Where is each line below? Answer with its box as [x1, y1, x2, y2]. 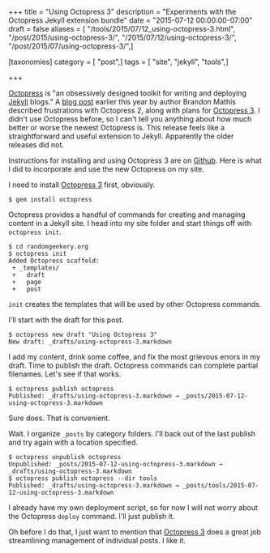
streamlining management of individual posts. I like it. [8, 536, 186, 545]
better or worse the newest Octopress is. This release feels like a [8, 123, 225, 132]
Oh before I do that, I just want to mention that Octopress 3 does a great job [8, 527, 262, 537]
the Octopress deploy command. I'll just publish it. [8, 512, 175, 521]
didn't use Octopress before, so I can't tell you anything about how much [8, 114, 252, 124]
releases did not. [8, 140, 65, 149]
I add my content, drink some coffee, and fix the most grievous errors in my [8, 352, 261, 361]
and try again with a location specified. [8, 437, 139, 447]
